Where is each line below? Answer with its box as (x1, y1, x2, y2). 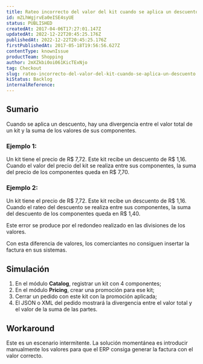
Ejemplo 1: (6, 141, 37, 150)
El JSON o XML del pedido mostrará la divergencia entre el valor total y (14, 299, 192, 307)
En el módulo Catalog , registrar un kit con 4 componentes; (14, 280, 161, 287)
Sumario (6, 104, 39, 115)
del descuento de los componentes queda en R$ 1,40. (6, 210, 141, 218)
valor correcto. (6, 352, 43, 360)
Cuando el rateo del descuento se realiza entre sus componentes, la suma (6, 204, 192, 211)
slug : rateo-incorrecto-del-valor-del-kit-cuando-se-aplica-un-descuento (6, 71, 196, 77)
